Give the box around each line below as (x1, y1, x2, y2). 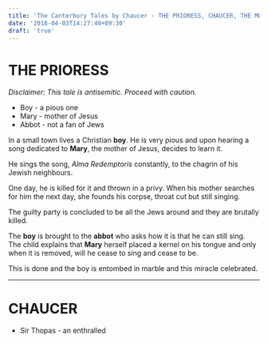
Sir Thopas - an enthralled (19, 325, 106, 336)
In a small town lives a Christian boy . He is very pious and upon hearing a (8, 135, 250, 145)
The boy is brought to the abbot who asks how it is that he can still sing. (8, 231, 246, 241)
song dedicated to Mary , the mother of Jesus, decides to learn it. (8, 144, 223, 154)
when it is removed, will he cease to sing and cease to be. (8, 249, 199, 258)
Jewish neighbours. (8, 168, 73, 177)
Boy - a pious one (19, 103, 78, 113)
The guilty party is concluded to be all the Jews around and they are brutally (8, 207, 259, 217)
